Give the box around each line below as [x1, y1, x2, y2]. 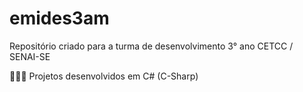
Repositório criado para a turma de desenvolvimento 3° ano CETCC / [9, 40, 294, 52]
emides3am [9, 7, 110, 30]
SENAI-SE [9, 50, 51, 62]
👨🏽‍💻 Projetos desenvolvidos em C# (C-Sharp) [9, 70, 199, 82]
